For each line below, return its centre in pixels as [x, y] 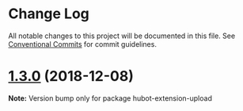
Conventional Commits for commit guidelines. [82, 44]
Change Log [49, 14]
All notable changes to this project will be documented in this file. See [122, 36]
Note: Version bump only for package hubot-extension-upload [110, 98]
